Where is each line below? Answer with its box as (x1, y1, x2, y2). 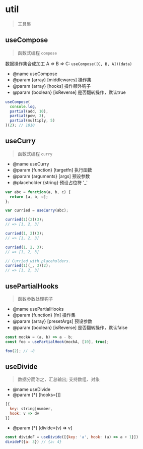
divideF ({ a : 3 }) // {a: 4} (5, 439, 62, 444)
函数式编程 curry (17, 150, 53, 157)
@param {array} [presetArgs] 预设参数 (12, 318, 92, 324)
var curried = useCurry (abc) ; (5, 208, 69, 213)
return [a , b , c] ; (10, 194, 49, 199)
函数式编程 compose (17, 49, 57, 56)
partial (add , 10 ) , (10, 108, 49, 114)
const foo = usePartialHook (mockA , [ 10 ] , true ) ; (5, 339, 109, 344)
